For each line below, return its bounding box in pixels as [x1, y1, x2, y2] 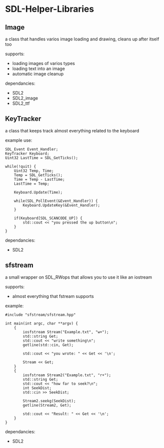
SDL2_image [12, 95, 38, 101]
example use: [5, 137, 33, 143]
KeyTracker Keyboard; [5, 151, 50, 156]
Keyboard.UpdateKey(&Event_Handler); [23, 203, 100, 208]
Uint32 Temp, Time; [14, 168, 54, 173]
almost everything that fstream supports [12, 293, 94, 299]
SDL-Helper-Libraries [5, 3, 95, 15]
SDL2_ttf [12, 100, 30, 106]
